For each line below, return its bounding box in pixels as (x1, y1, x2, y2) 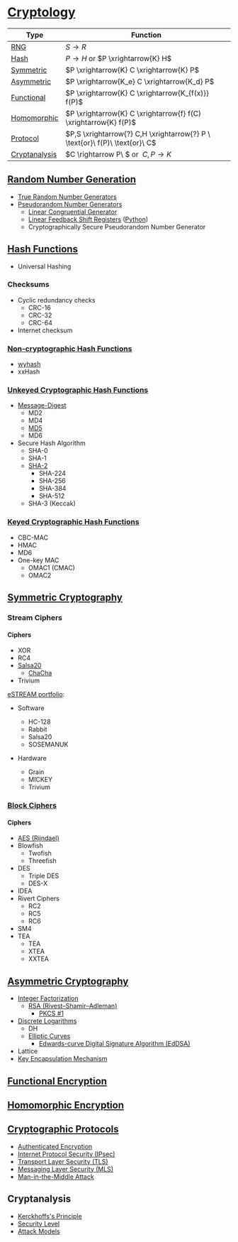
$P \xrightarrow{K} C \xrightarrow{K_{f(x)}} (65, 88, 209, 98)
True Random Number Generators (17, 192, 117, 201)
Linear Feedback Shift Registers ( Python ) (28, 214, 149, 224)
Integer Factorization (17, 994, 79, 1003)
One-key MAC (17, 555, 59, 565)
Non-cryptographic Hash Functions (7, 344, 132, 354)
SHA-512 (38, 491, 65, 501)
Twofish (28, 849, 52, 858)
